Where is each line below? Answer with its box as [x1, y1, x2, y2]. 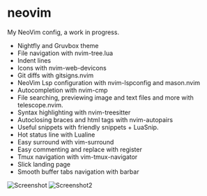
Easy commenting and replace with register [17, 145, 143, 153]
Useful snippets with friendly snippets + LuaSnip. [17, 123, 159, 131]
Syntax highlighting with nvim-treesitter [17, 108, 131, 116]
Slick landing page [17, 160, 71, 168]
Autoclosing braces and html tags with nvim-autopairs [17, 115, 173, 123]
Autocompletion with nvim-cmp [17, 86, 108, 94]
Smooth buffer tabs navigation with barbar [17, 167, 139, 176]
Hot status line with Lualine [17, 130, 95, 139]
